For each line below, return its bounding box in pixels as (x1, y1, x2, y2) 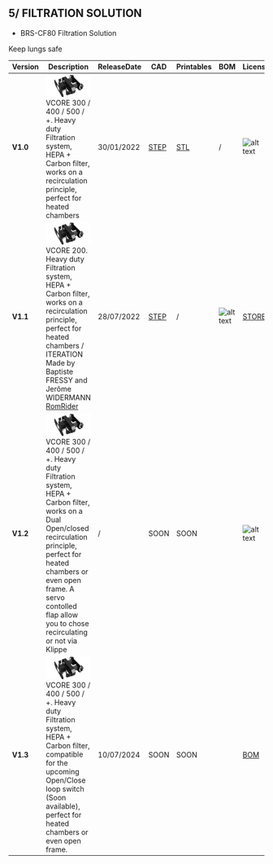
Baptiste (45, 366, 74, 377)
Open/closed (45, 524, 89, 533)
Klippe (45, 645, 67, 655)
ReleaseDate (97, 62, 142, 72)
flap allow (45, 610, 79, 620)
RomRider (45, 401, 79, 411)
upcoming (45, 766, 80, 776)
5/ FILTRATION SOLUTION (8, 7, 142, 20)
